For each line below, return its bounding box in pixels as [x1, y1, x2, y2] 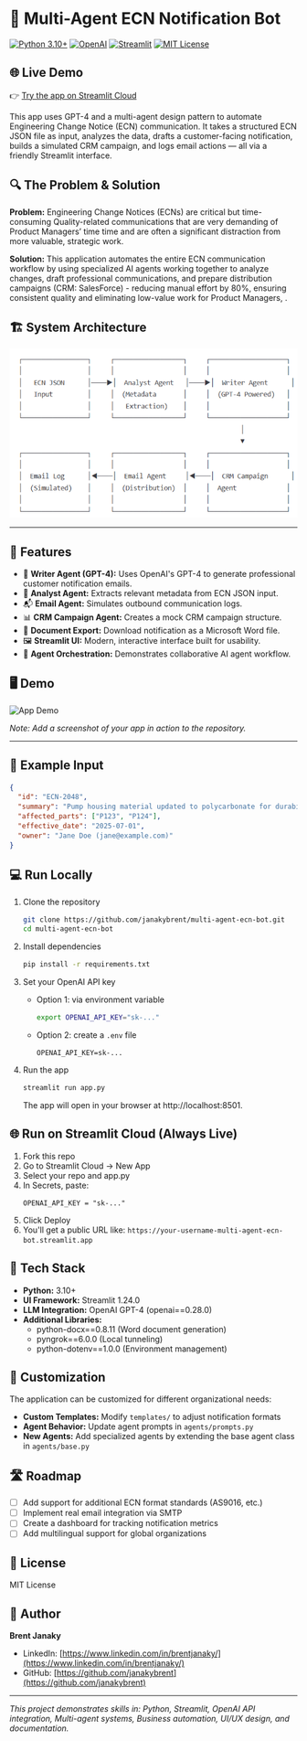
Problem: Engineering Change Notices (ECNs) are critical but [9, 206, 240, 218]
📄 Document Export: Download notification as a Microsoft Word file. [22, 625, 281, 636]
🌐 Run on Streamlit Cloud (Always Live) [9, 1127, 238, 1142]
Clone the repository [22, 896, 101, 907]
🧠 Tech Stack [9, 1261, 86, 1276]
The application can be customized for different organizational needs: [9, 1394, 272, 1405]
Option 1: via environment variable [36, 994, 165, 1005]
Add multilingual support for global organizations [22, 1528, 207, 1539]
